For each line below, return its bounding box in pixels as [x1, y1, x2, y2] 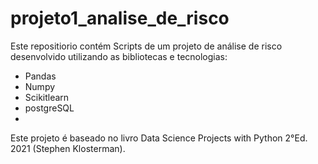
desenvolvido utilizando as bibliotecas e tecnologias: [10, 50, 228, 62]
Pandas [24, 70, 57, 82]
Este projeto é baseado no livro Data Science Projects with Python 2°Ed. [10, 132, 308, 144]
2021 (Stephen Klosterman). [10, 142, 126, 154]
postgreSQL [24, 102, 75, 114]
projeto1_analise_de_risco [10, 7, 230, 30]
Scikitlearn [24, 91, 70, 103]
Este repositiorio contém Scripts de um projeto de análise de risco [10, 40, 283, 52]
